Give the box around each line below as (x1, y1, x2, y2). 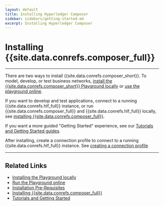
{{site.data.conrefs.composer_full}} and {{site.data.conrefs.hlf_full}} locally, (5, 108, 157, 114)
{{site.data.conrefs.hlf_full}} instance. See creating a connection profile (5, 143, 148, 149)
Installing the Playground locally (12, 174, 77, 180)
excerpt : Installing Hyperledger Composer (5, 21, 93, 26)
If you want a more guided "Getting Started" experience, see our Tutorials (5, 123, 154, 129)
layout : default (5, 7, 38, 12)
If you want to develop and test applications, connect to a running (5, 98, 137, 104)
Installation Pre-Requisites (12, 185, 65, 190)
